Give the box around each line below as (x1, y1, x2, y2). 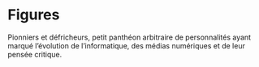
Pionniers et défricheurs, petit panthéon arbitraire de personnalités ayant (7, 32, 252, 42)
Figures (7, 6, 60, 24)
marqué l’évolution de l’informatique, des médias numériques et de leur (7, 40, 245, 50)
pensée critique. (7, 49, 63, 59)
